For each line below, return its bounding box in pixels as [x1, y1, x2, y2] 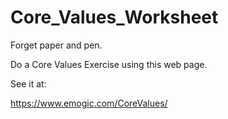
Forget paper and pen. [10, 39, 103, 51]
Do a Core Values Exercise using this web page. [10, 58, 208, 70]
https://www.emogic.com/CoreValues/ [10, 97, 168, 109]
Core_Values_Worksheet [10, 6, 219, 29]
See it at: [10, 77, 47, 90]
